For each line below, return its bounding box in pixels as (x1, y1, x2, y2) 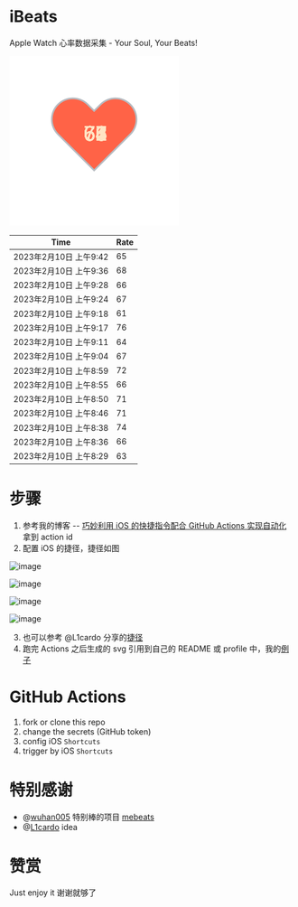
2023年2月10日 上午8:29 (13, 451, 109, 462)
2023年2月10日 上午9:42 (13, 251, 109, 262)
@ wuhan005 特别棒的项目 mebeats (22, 811, 155, 822)
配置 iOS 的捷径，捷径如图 (22, 542, 120, 553)
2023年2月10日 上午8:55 (13, 379, 109, 390)
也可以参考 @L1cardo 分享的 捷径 (22, 631, 144, 642)
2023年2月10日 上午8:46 (13, 408, 109, 419)
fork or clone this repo (22, 716, 106, 727)
